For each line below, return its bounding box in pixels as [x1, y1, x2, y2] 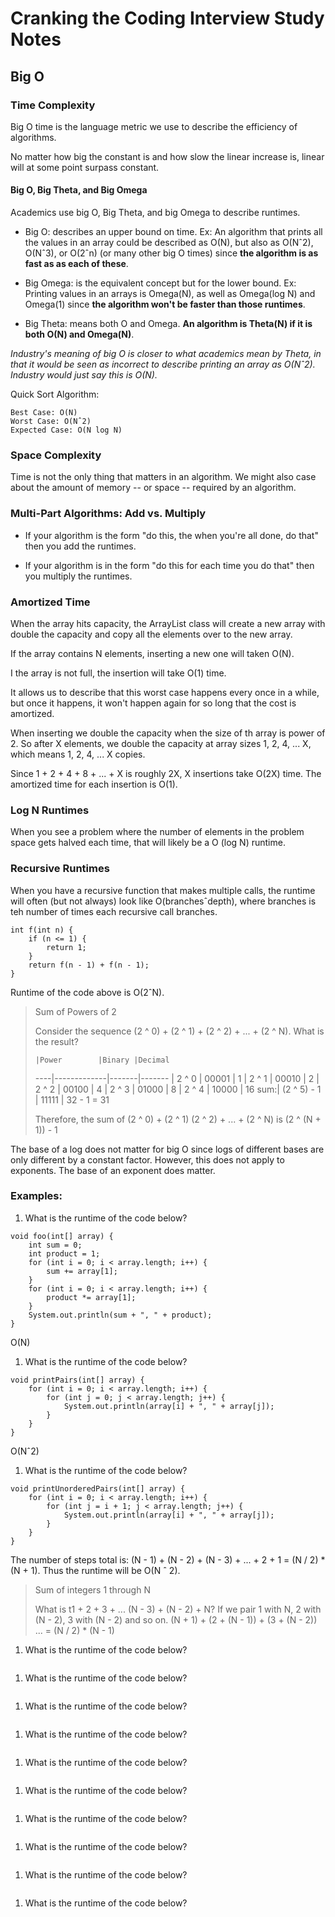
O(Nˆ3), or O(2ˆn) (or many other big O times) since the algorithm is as [24, 247, 319, 259]
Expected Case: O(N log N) [10, 425, 123, 436]
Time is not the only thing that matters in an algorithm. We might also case [10, 471, 317, 483]
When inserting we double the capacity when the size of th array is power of [10, 727, 326, 739]
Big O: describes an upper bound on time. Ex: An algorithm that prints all [24, 226, 323, 238]
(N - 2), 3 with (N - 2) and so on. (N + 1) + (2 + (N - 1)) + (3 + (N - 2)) [34, 1613, 318, 1626]
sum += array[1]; [46, 1266, 118, 1276]
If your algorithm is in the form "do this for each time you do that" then [24, 559, 315, 571]
